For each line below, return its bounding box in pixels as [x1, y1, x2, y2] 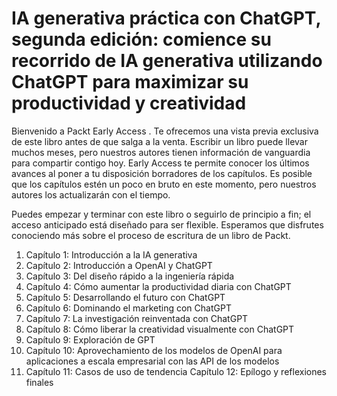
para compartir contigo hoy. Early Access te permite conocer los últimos [11, 157, 310, 169]
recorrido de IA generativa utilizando [11, 50, 323, 72]
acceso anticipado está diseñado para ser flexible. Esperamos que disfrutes [11, 218, 324, 231]
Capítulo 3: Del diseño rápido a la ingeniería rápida [25, 270, 235, 282]
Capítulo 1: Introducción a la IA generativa [25, 248, 198, 261]
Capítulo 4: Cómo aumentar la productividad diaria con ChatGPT [25, 280, 292, 292]
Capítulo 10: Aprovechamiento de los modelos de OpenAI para [25, 344, 283, 356]
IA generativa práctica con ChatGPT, [11, 7, 322, 30]
